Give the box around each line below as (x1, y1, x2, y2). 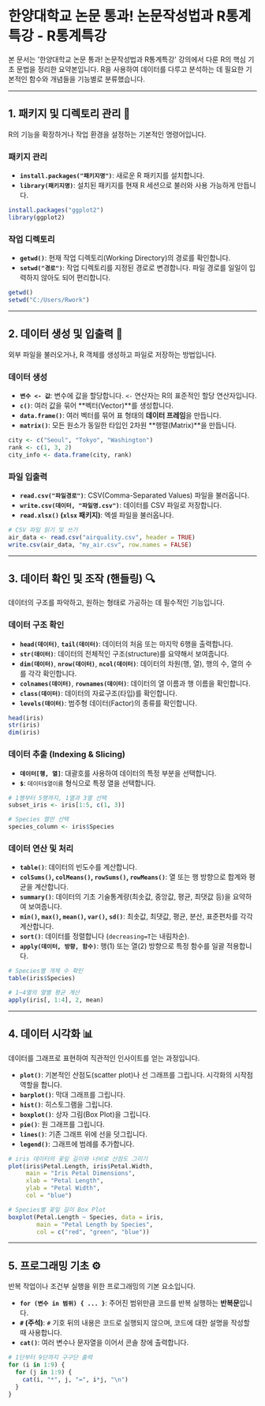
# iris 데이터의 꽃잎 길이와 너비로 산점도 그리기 (8, 1155, 148, 1163)
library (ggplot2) (8, 213, 65, 221)
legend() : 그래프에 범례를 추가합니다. (19, 1139, 135, 1148)
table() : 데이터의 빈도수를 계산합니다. (19, 863, 138, 872)
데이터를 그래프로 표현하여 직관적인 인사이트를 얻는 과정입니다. (8, 1053, 200, 1062)
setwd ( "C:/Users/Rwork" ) (8, 295, 90, 304)
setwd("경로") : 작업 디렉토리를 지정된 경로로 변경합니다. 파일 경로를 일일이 (19, 263, 248, 273)
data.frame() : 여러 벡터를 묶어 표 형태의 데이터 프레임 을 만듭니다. (19, 410, 222, 419)
